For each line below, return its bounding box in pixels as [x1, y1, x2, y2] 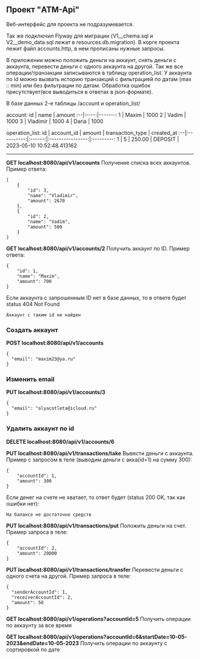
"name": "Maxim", [17, 273, 60, 279]
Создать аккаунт [6, 325, 58, 334]
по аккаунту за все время [6, 621, 72, 629]
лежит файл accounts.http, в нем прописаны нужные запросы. [6, 45, 165, 52]
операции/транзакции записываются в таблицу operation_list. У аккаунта [6, 69, 192, 76]
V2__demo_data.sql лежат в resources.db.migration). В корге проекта [6, 38, 180, 45]
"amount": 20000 [17, 550, 58, 556]
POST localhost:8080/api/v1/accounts [6, 340, 104, 347]
